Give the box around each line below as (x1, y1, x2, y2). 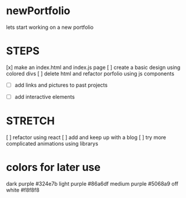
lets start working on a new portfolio (6, 24, 94, 31)
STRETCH (6, 114, 55, 128)
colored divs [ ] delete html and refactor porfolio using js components (6, 70, 175, 77)
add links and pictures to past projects (14, 81, 108, 88)
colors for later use (6, 161, 101, 174)
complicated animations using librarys (6, 140, 98, 147)
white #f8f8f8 (6, 186, 40, 193)
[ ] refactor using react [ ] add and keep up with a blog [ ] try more (6, 134, 167, 141)
